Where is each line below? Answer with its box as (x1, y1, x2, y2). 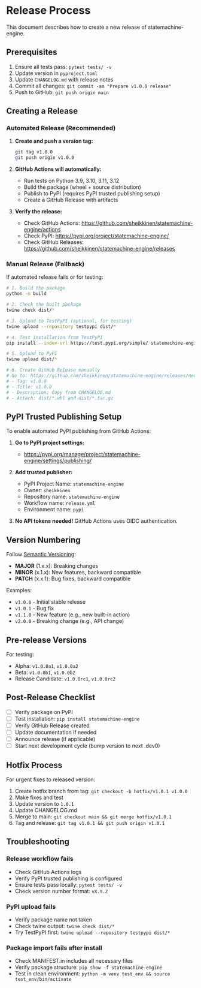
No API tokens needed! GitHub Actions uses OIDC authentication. (14, 517, 178, 525)
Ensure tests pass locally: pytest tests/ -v (14, 881, 123, 888)
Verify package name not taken (14, 915, 93, 923)
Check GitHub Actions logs (14, 868, 82, 875)
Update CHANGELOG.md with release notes (14, 76, 114, 83)
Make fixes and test (14, 794, 64, 801)
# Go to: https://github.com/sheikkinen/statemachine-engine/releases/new (6, 373, 197, 379)
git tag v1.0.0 (14, 149, 53, 155)
